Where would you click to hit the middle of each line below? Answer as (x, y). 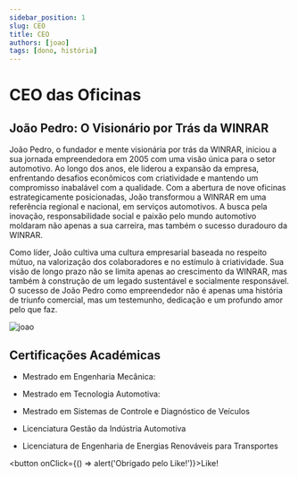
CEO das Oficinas (75, 95)
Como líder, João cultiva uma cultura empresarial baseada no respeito (138, 252)
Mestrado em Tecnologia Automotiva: (91, 394)
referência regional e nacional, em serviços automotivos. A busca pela (138, 207)
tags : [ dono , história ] (54, 51)
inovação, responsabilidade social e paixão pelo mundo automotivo (133, 217)
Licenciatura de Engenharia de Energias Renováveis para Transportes (150, 446)
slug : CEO (28, 26)
